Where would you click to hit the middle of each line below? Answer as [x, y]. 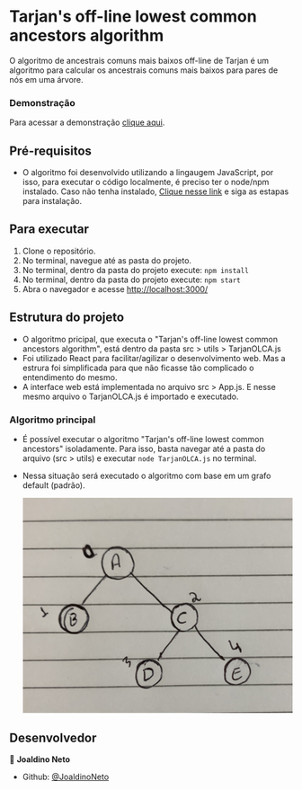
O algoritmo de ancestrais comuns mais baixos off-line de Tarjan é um [139, 60]
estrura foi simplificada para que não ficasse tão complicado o [138, 368]
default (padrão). [53, 485]
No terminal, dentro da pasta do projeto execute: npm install [135, 270]
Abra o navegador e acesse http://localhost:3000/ [115, 288]
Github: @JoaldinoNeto [66, 777]
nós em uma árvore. [46, 79]
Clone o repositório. [59, 251]
